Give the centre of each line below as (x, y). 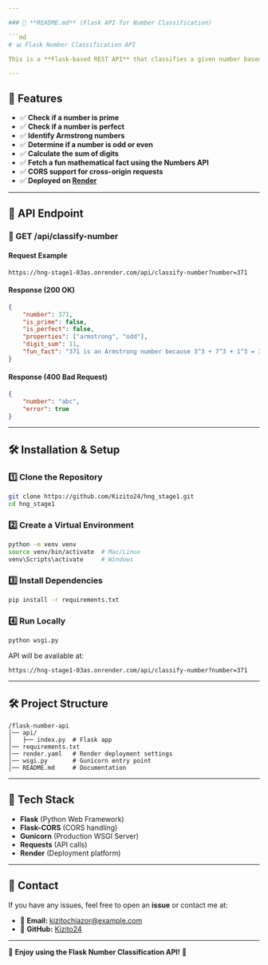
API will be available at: (46, 656)
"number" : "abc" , (51, 401)
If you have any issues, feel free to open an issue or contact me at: (118, 905)
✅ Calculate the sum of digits (69, 154)
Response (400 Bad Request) (58, 377)
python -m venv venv (43, 544)
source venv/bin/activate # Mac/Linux (75, 552)
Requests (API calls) (53, 844)
